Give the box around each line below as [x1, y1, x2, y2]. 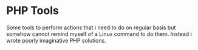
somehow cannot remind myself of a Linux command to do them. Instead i [6, 30, 193, 37]
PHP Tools [6, 4, 59, 18]
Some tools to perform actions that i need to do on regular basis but [6, 24, 176, 31]
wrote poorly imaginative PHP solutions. [6, 37, 106, 44]
